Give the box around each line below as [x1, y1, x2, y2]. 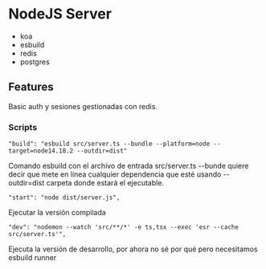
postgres [19, 57, 50, 67]
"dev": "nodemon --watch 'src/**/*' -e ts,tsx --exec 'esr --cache [8, 223, 239, 231]
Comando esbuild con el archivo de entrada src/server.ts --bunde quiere [8, 161, 249, 171]
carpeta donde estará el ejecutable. [46, 178, 165, 188]
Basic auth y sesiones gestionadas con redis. [8, 101, 158, 111]
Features [8, 80, 54, 94]
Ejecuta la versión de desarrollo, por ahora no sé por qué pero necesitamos [8, 244, 259, 254]
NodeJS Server [8, 5, 113, 23]
